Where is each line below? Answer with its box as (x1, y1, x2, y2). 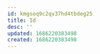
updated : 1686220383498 (7, 29, 77, 37)
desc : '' (7, 23, 33, 30)
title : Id (7, 17, 37, 24)
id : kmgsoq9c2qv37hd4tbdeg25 (7, 10, 93, 18)
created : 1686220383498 (7, 36, 77, 43)
